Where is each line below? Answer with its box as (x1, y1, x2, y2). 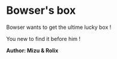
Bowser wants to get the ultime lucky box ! (6, 23, 112, 31)
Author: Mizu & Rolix (6, 46, 59, 54)
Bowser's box (6, 4, 76, 17)
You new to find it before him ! (6, 35, 81, 42)
